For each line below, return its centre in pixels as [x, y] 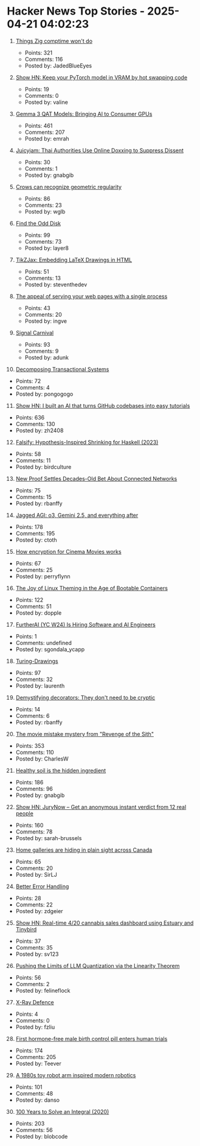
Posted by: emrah [47, 139]
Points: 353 [30, 745]
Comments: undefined [44, 643]
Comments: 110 [35, 752]
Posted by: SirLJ [36, 874]
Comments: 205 [36, 1057]
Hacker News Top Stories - [76, 11]
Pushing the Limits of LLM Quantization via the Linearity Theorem [98, 965]
